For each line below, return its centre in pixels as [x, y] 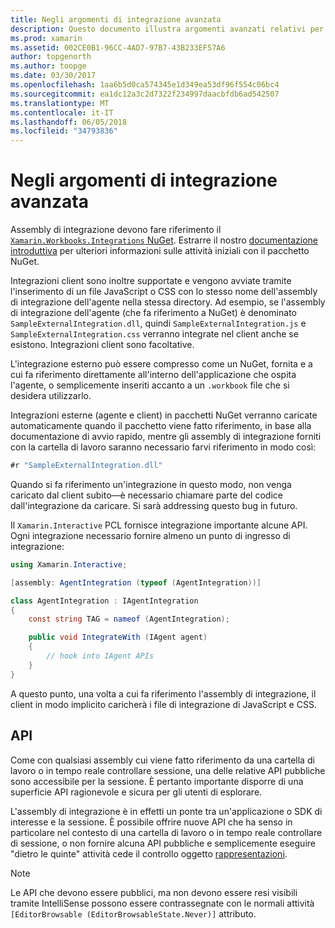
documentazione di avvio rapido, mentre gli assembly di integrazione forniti [166, 437]
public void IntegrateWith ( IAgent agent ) [118, 637]
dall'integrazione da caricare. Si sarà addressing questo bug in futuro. [154, 505]
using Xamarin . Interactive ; [69, 564]
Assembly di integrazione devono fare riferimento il [116, 230]
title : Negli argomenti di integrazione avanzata [116, 19]
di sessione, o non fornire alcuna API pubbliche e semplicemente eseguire [163, 843]
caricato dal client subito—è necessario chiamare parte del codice [146, 495]
